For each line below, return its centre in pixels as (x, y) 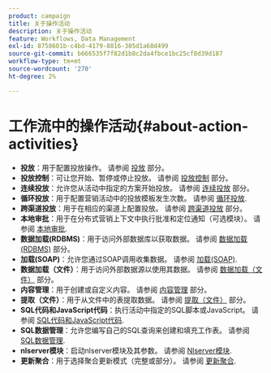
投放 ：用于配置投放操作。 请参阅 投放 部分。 (94, 167)
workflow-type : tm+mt (45, 62)
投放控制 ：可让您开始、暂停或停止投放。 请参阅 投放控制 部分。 (126, 178)
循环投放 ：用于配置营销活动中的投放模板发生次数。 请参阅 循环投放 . (133, 198)
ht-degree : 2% (32, 76)
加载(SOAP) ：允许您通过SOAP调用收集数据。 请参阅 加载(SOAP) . (129, 259)
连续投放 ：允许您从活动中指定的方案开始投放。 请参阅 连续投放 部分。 (137, 188)
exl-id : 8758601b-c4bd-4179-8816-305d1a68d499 (88, 46)
